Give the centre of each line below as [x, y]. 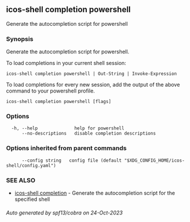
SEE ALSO [21, 180]
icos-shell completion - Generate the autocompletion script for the [95, 193]
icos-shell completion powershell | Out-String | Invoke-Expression [91, 74]
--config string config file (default [72, 160]
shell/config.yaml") [31, 165]
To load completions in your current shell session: [66, 63]
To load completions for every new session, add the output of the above [93, 85]
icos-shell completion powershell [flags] [59, 102]
